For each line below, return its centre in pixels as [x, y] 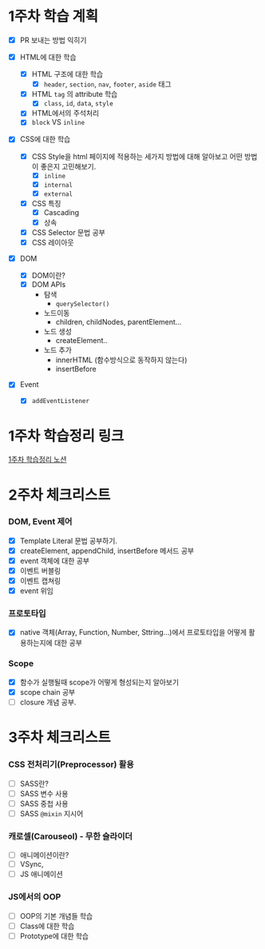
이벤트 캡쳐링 [40, 581]
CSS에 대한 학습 [45, 139]
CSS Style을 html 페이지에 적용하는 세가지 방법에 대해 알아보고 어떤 [137, 156]
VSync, [32, 864]
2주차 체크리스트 [59, 494]
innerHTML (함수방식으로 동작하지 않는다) [121, 360]
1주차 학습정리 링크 [66, 436]
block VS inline [58, 122]
